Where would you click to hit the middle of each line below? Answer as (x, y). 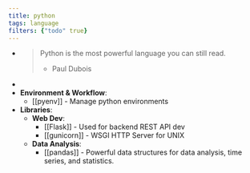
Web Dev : (48, 119)
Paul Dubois (72, 69)
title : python (32, 16)
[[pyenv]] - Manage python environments (100, 102)
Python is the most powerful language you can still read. (133, 54)
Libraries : (36, 110)
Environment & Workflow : (63, 93)
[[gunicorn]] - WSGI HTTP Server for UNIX (114, 135)
